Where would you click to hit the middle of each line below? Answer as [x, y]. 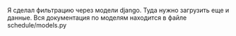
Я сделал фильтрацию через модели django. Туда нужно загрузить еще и [118, 10]
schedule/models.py [37, 25]
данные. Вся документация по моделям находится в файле [97, 18]
